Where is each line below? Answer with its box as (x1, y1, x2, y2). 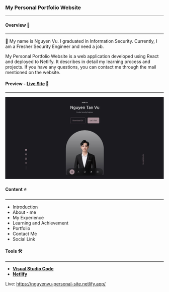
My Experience (12, 215, 44, 221)
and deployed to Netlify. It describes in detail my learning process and (5, 59, 150, 65)
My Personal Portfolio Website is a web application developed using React (5, 53, 159, 59)
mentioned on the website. (5, 69, 60, 75)
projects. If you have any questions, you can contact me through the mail (5, 64, 156, 70)
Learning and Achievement (12, 220, 69, 226)
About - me (12, 209, 37, 215)
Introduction (12, 204, 38, 210)
